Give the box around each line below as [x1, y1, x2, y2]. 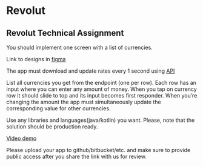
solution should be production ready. [6, 123, 98, 130]
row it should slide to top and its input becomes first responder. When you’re [6, 92, 198, 99]
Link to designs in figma [6, 56, 66, 62]
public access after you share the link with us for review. [6, 153, 147, 160]
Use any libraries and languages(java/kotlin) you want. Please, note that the [6, 116, 195, 124]
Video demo [6, 134, 37, 142]
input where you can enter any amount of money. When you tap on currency [6, 85, 197, 93]
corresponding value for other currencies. [6, 105, 111, 112]
